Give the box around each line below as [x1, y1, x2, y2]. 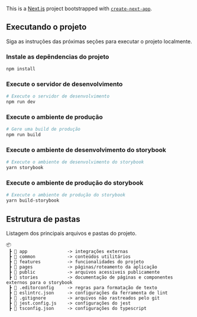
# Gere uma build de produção [6, 127, 81, 132]
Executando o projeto [6, 22, 87, 32]
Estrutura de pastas [6, 214, 80, 224]
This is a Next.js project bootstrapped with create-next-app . [6, 5, 153, 12]
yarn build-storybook [6, 198, 60, 203]
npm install [6, 66, 35, 72]
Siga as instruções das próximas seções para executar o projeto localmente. [6, 38, 192, 45]
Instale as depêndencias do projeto [6, 53, 109, 61]
